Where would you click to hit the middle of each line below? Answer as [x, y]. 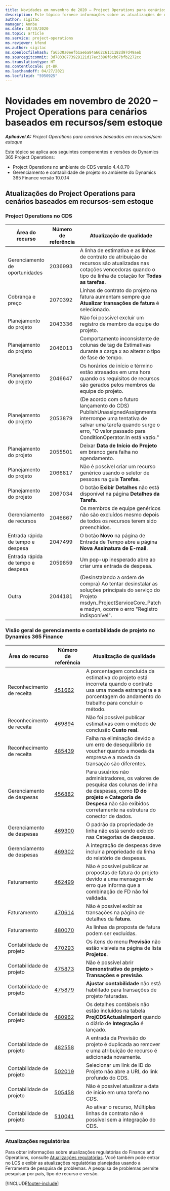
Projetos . [97, 954]
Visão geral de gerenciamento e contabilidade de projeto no [80, 630]
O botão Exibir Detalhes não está [119, 487]
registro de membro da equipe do [119, 324]
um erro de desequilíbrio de [119, 745]
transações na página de [115, 912]
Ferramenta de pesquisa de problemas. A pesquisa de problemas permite [82, 1168]
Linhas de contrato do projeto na [118, 290]
